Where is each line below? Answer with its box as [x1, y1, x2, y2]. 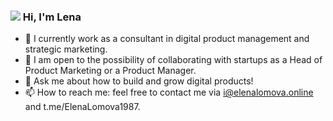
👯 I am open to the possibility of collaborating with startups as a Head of [24, 54, 323, 66]
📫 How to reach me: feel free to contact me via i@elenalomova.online [24, 86, 314, 99]
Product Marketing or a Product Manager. [24, 65, 197, 77]
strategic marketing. [24, 43, 108, 55]
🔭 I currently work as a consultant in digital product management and [24, 33, 310, 45]
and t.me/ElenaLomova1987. [24, 101, 141, 113]
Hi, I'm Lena [22, 10, 82, 24]
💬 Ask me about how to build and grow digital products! [24, 75, 254, 87]
